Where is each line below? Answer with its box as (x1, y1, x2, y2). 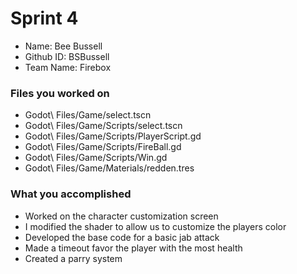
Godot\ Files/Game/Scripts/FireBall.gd (24, 141, 182, 153)
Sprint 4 (10, 7, 79, 30)
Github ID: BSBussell (24, 50, 110, 62)
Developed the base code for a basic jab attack (24, 231, 220, 243)
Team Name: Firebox (24, 61, 112, 73)
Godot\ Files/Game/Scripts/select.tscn (24, 120, 183, 132)
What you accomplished (10, 187, 132, 201)
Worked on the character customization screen (24, 210, 219, 222)
